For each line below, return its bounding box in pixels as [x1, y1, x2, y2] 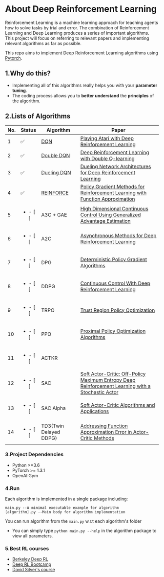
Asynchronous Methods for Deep [80, 232, 157, 239]
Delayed [41, 428, 60, 435]
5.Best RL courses [5, 545, 49, 552]
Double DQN [41, 152, 70, 159]
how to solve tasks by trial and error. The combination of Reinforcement [5, 24, 149, 30]
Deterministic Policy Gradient [80, 256, 147, 263]
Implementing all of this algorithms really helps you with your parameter [12, 82, 158, 88]
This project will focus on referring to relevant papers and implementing [5, 35, 149, 41]
